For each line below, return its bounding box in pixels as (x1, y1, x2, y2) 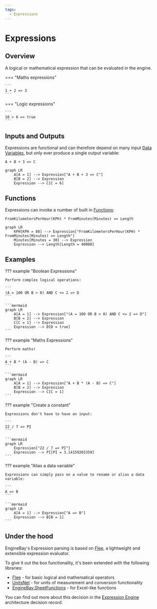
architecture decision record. (5, 599, 63, 605)
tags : (5, 7, 16, 12)
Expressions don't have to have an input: (5, 411, 92, 417)
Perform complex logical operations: (5, 277, 82, 283)
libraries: (5, 565, 23, 571)
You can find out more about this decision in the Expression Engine (5, 594, 140, 600)
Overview (5, 52, 35, 60)
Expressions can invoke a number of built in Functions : (5, 207, 115, 213)
